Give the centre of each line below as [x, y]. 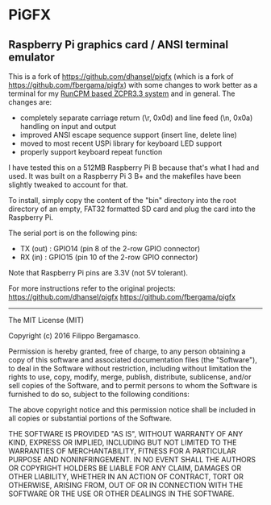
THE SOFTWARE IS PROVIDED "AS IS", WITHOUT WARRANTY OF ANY [126, 434]
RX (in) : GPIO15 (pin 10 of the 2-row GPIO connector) [109, 257]
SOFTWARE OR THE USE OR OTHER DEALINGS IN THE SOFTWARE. [121, 494]
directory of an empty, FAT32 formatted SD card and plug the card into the [132, 209]
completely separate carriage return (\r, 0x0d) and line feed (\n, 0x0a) [136, 118]
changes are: [30, 102]
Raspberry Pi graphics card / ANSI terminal [118, 45]
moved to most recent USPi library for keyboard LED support [121, 143]
